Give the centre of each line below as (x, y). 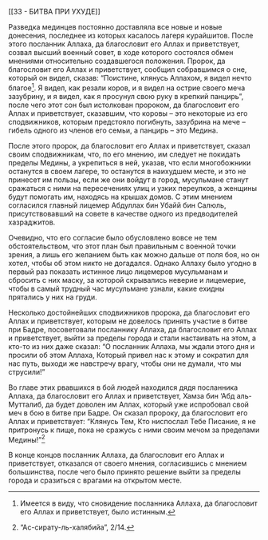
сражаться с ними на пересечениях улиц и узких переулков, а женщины (133, 188)
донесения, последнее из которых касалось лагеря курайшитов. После (131, 36)
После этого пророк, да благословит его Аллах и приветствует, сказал (130, 145)
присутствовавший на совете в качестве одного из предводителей (123, 213)
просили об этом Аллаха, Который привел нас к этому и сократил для (128, 355)
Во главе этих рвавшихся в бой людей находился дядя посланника (123, 387)
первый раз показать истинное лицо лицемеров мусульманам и (118, 272)
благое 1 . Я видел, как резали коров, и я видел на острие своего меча (127, 87)
